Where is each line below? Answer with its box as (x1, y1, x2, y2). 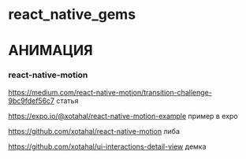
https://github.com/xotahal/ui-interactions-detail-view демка (8, 142, 207, 151)
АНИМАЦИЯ (8, 42, 93, 60)
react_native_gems (8, 6, 136, 24)
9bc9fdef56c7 (8, 96, 55, 105)
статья (56, 96, 79, 105)
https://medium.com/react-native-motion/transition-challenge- (8, 87, 213, 97)
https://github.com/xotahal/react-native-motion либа (8, 126, 180, 135)
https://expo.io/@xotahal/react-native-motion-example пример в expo (8, 111, 238, 120)
